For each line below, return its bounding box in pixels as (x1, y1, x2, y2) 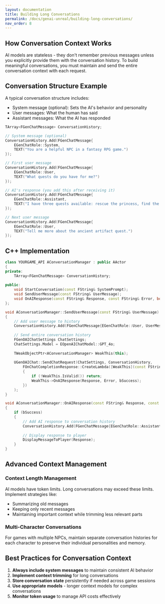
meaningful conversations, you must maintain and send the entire (5, 62, 137, 69)
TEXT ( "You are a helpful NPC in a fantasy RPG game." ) (14, 147, 129, 152)
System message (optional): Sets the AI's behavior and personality (12, 104, 147, 111)
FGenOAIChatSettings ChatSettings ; (14, 337, 87, 342)
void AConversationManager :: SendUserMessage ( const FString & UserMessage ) (5, 310, 160, 315)
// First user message (5, 161, 52, 166)
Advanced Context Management (5, 460, 107, 468)
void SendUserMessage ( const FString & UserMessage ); (14, 292, 122, 297)
